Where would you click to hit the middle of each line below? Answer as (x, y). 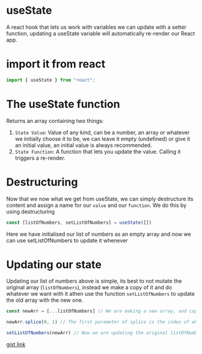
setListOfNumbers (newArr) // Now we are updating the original (87, 333)
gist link (16, 344)
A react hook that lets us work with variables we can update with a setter (96, 27)
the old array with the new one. (45, 300)
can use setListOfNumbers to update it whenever (67, 240)
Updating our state (54, 264)
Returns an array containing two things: (55, 121)
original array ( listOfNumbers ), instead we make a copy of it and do (89, 287)
